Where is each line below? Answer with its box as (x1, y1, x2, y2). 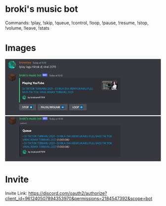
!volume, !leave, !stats (5, 25, 49, 31)
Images (5, 42, 36, 54)
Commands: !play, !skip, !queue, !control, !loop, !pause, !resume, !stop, (5, 20, 149, 26)
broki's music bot (5, 3, 78, 15)
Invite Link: (5, 190, 27, 196)
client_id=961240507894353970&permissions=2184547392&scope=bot (5, 195, 153, 201)
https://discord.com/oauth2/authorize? (28, 190, 107, 196)
